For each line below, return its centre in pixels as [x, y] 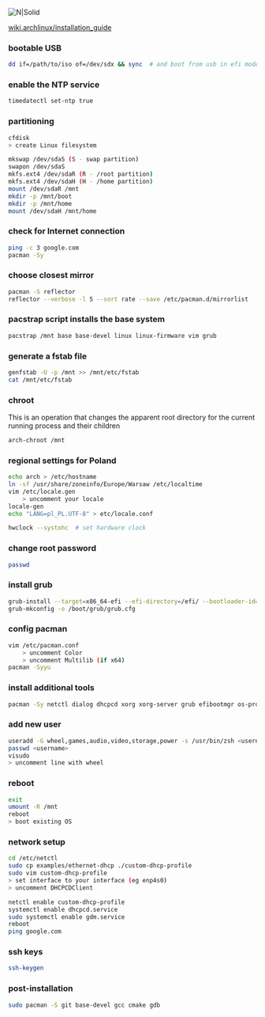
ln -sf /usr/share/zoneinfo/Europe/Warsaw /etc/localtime [105, 484]
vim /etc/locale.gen [42, 491]
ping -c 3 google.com [44, 248]
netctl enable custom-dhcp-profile [67, 902]
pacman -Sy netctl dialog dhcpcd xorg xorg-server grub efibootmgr [121, 704]
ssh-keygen [26, 968]
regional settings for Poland [62, 461]
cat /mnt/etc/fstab [40, 380]
